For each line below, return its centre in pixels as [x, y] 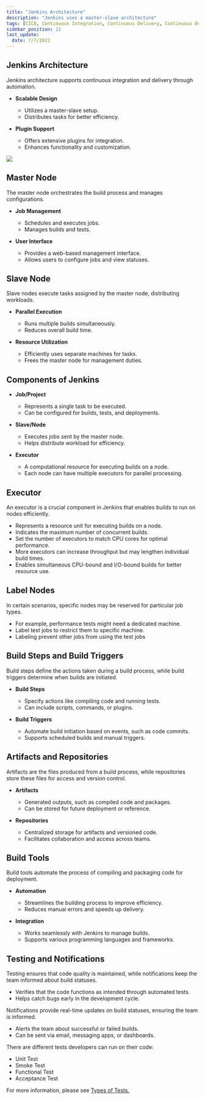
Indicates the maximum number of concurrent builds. [82, 532]
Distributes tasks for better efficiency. [72, 116]
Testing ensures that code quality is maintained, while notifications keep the [102, 974]
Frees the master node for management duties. [83, 360]
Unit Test [27, 1059]
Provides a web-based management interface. [83, 253]
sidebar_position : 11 [34, 29]
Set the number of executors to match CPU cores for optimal [91, 539]
